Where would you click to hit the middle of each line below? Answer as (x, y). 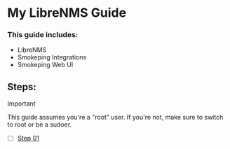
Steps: (22, 86)
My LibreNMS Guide (67, 13)
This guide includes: (43, 35)
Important (21, 104)
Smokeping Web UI (45, 65)
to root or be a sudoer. (40, 125)
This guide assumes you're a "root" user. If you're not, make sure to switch (115, 118)
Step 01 (28, 139)
